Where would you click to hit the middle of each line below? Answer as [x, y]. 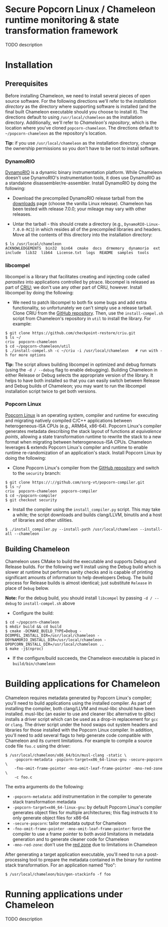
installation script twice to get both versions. [51, 391]
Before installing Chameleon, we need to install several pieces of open [78, 96]
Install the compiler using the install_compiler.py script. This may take [86, 509]
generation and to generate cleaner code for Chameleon [71, 839]
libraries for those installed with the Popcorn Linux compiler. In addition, [79, 730]
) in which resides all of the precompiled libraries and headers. [97, 229]
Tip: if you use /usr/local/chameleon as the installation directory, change [81, 143]
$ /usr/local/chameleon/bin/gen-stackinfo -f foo [58, 874]
